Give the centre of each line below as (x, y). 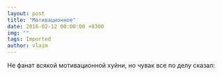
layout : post (26, 13)
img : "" (18, 33)
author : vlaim (28, 46)
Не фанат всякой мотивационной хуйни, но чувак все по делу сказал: (111, 65)
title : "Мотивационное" (42, 20)
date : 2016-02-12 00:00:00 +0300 (56, 26)
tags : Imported (29, 39)
